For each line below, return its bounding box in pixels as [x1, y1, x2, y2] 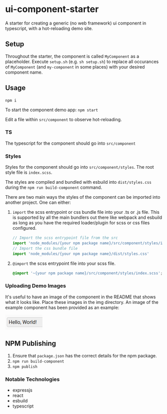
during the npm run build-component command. [5, 184, 102, 191]
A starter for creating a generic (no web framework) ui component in [5, 20, 146, 26]
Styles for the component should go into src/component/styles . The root [5, 164, 154, 170]
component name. [5, 69, 43, 75]
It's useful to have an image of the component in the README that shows [5, 294, 156, 300]
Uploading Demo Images [5, 282, 66, 289]
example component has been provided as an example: [5, 304, 119, 310]
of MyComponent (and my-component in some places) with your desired [5, 64, 145, 70]
